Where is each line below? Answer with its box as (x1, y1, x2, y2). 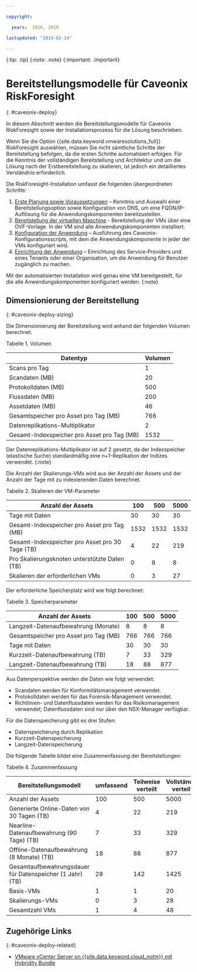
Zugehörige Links (6, 926, 72, 936)
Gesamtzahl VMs (9, 906, 56, 914)
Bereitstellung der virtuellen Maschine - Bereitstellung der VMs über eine (14, 217, 191, 224)
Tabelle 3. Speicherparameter (6, 598, 78, 605)
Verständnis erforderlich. (6, 169, 66, 177)
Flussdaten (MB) (9, 392, 55, 401)
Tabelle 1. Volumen (6, 340, 52, 347)
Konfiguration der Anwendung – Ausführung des (14, 229, 132, 237)
